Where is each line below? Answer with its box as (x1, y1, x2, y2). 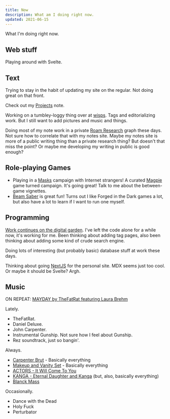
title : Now (5, 7, 28, 13)
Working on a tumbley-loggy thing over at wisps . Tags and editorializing (5, 112, 156, 118)
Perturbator (12, 409, 37, 415)
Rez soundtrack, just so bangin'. (12, 337, 80, 343)
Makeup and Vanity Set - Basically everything (12, 362, 108, 368)
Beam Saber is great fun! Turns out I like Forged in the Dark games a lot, (12, 193, 163, 199)
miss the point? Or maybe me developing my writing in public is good (5, 144, 150, 150)
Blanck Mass (12, 378, 40, 385)
